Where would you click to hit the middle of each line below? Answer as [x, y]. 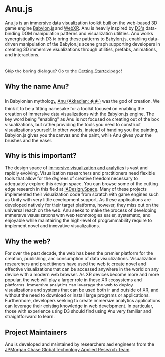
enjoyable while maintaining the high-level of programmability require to [79, 220]
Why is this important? [41, 156]
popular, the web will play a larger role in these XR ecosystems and [74, 280]
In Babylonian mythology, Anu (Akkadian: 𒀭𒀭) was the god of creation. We [82, 101]
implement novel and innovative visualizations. [53, 226]
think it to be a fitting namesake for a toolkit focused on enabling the [75, 108]
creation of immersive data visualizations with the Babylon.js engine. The [80, 114]
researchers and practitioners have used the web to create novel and [76, 264]
